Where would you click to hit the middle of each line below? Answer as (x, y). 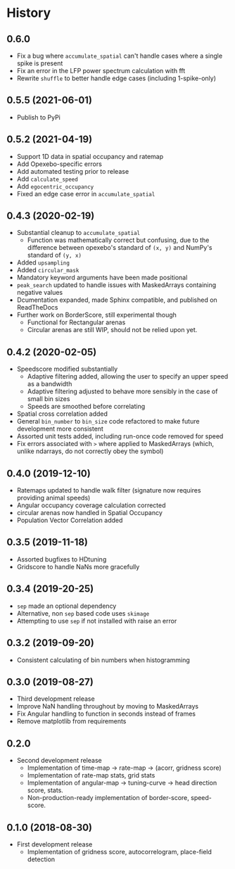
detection (41, 859)
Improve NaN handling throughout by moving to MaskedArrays (107, 706)
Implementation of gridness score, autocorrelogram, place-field (120, 851)
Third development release (56, 699)
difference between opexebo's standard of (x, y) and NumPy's (120, 248)
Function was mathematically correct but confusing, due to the (118, 240)
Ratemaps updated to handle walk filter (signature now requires (109, 490)
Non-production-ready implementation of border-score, (108, 798)
